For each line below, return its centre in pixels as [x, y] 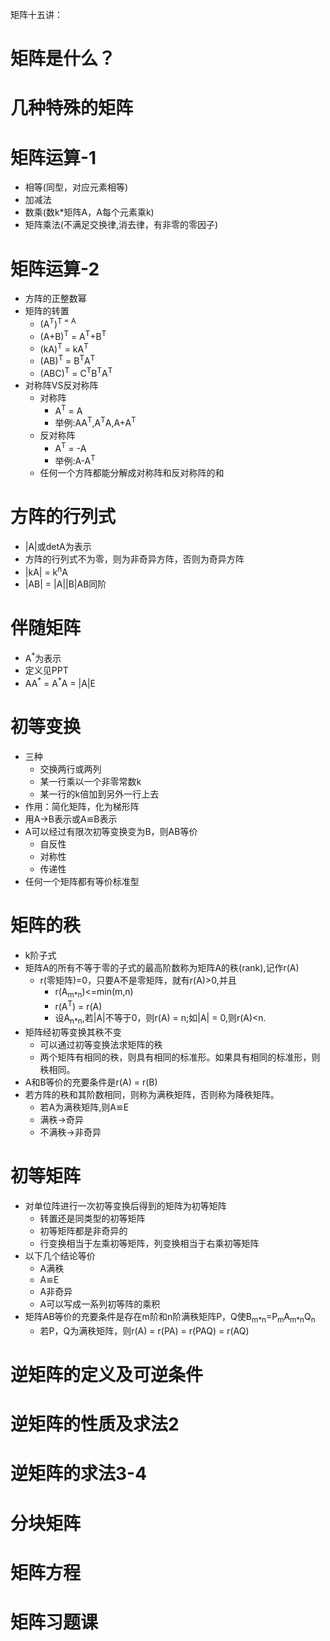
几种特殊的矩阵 [72, 108]
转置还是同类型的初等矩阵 [92, 1219]
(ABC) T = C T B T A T [76, 372]
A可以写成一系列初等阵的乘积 [100, 1304]
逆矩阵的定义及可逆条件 [107, 1375]
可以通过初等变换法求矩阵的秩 [101, 1045]
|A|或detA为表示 [58, 547]
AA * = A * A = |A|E [60, 682]
